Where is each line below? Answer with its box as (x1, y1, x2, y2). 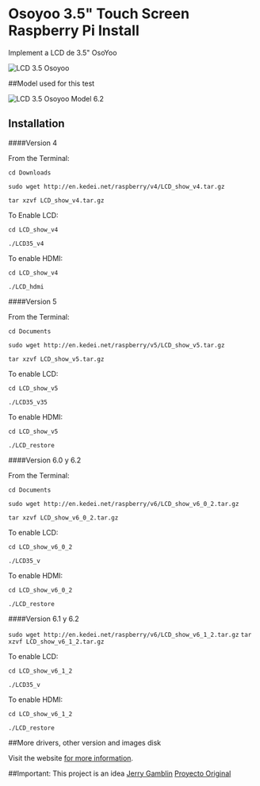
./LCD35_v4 (8, 240, 44, 247)
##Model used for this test (8, 79, 95, 88)
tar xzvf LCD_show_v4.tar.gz (8, 196, 105, 205)
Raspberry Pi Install (8, 21, 140, 40)
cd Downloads (8, 168, 52, 177)
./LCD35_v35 (8, 398, 48, 406)
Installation (8, 117, 65, 131)
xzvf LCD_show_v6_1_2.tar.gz (8, 638, 105, 646)
